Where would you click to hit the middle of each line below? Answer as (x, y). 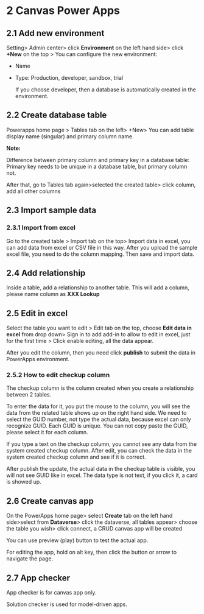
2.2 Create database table (57, 115)
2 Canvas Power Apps (63, 11)
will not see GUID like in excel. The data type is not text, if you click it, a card (102, 475)
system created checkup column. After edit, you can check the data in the (99, 451)
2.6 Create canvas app (50, 501)
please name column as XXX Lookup (53, 294)
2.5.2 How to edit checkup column (58, 375)
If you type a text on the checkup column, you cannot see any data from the (101, 444)
